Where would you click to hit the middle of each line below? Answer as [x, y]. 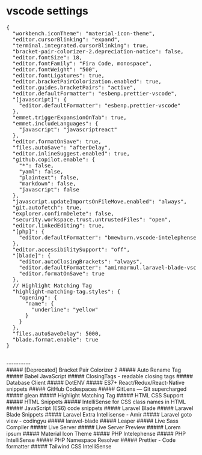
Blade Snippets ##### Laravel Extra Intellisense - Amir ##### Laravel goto [99, 414]
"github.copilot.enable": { [54, 159]
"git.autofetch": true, [47, 207]
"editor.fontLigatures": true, [59, 75]
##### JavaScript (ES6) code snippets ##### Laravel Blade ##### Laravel [100, 408]
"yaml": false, [41, 171]
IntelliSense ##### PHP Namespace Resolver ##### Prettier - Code [91, 440]
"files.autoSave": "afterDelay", [62, 147]
